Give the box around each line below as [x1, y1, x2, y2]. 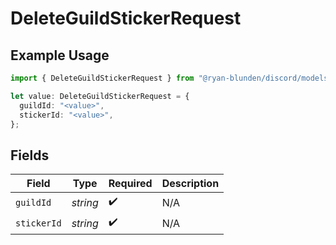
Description [161, 177, 220, 191]
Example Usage [10, 47, 110, 64]
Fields [10, 147, 50, 164]
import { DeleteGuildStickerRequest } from [10, 73, 195, 83]
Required [108, 177, 153, 191]
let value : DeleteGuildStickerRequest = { [10, 91, 190, 101]
